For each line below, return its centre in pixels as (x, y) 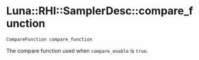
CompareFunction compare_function (49, 39)
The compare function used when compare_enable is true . (77, 50)
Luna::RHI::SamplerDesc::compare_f (100, 11)
